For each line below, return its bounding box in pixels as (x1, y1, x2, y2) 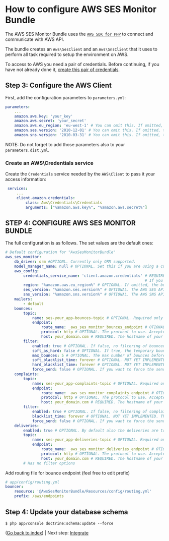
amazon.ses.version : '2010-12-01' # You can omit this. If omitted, (14, 128, 161, 133)
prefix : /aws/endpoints (14, 494, 64, 499)
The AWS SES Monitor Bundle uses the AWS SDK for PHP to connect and (5, 31, 153, 37)
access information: (5, 176, 46, 183)
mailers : (14, 296, 33, 302)
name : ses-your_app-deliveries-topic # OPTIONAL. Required (32, 437, 158, 442)
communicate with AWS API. (5, 36, 64, 42)
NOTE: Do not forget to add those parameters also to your (5, 141, 125, 147)
